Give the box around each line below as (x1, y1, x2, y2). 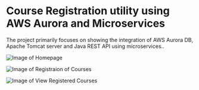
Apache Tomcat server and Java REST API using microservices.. (6, 43, 165, 50)
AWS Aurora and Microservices (6, 17, 166, 30)
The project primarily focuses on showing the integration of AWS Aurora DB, (6, 36, 194, 43)
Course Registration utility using (6, 4, 170, 18)
